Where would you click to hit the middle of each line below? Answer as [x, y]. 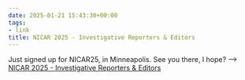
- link [19, 30]
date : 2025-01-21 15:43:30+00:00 [63, 15]
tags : [17, 23]
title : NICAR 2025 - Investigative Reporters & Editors [102, 37]
